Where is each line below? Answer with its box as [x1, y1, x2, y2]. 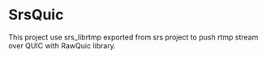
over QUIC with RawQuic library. [8, 40, 116, 50]
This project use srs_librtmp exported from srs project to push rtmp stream [8, 32, 259, 42]
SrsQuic [8, 6, 64, 24]
